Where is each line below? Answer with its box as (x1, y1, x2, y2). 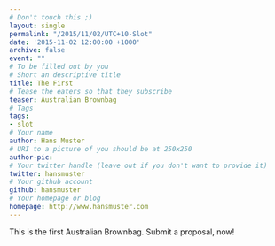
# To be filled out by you (9, 63, 109, 72)
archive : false (9, 46, 66, 55)
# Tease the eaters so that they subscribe (9, 87, 173, 96)
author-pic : (9, 152, 53, 162)
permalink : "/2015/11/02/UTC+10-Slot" (9, 29, 153, 38)
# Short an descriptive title (9, 71, 122, 80)
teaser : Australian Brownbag (9, 95, 117, 104)
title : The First (9, 79, 74, 88)
